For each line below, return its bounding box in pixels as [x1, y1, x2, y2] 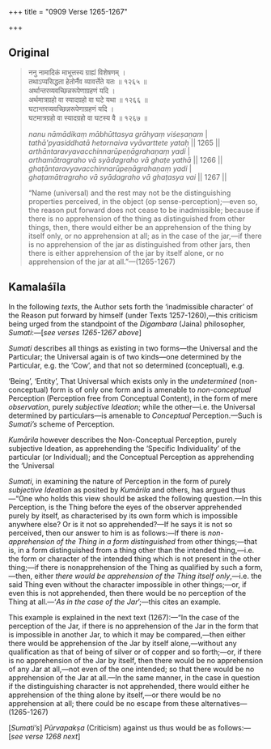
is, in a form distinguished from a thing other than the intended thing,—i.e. [8, 545, 255, 555]
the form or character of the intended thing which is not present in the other [8, 554, 261, 564]
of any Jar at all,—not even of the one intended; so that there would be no [8, 664, 255, 674]
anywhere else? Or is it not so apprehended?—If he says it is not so [8, 519, 233, 529]
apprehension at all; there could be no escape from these [8, 698, 200, 708]
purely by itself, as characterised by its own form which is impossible [8, 510, 239, 521]
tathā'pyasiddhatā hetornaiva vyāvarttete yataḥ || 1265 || [28, 138, 221, 147]
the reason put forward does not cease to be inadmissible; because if [28, 205, 260, 215]
